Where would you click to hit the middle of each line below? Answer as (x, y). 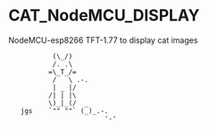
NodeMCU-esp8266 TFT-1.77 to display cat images (103, 40)
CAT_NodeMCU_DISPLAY (104, 16)
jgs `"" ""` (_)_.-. (64, 111)
